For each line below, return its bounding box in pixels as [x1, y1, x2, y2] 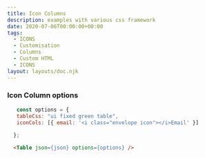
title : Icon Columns [7, 10, 67, 17]
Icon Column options [7, 90, 79, 100]
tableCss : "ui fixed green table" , [16, 112, 119, 119]
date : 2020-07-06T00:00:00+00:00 [7, 23, 104, 30]
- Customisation [13, 42, 60, 49]
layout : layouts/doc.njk [7, 68, 79, 75]
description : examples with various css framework [7, 17, 156, 23]
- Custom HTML [13, 55, 54, 62]
